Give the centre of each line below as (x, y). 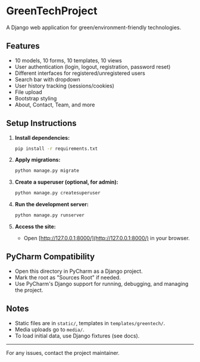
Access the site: (35, 226)
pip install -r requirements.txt (56, 149)
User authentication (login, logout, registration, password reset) (93, 67)
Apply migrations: (37, 160)
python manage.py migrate (47, 171)
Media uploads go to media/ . (49, 329)
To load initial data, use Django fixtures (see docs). (77, 336)
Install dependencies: (42, 137)
